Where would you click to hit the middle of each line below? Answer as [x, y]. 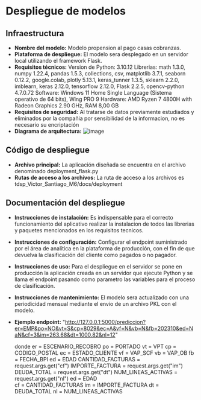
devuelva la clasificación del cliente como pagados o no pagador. [95, 255]
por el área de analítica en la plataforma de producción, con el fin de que [104, 248]
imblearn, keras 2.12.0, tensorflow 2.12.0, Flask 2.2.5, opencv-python [99, 86]
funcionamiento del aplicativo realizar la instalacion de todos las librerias [104, 224]
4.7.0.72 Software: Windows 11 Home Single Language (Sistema [93, 93]
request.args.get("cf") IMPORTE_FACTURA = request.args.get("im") [98, 366]
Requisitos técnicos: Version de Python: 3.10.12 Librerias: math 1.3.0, [100, 67]
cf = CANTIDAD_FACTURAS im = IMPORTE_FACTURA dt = [87, 385]
